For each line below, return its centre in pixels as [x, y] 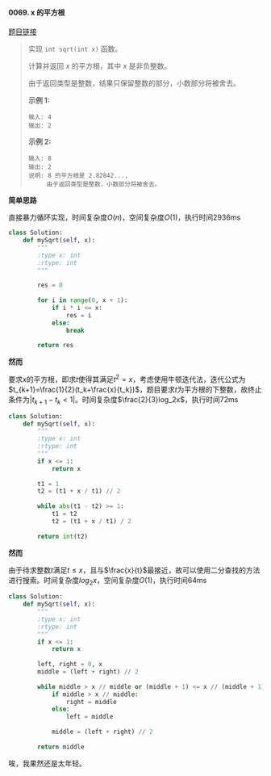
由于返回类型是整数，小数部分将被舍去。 [104, 185]
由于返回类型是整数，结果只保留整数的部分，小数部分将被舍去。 [134, 83]
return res [56, 346]
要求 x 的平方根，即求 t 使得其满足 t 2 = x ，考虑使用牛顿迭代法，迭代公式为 [127, 378]
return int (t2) [63, 536]
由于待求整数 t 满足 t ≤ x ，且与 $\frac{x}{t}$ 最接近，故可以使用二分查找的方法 [134, 570]
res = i [79, 315]
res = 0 [50, 285]
